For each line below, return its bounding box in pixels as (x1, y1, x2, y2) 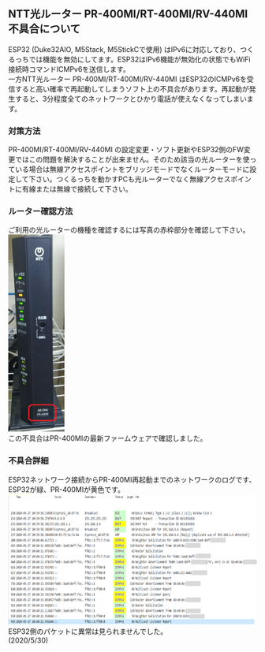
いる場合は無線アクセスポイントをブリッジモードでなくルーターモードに (14, 165, 250, 174)
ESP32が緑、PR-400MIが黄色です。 (8, 484, 125, 494)
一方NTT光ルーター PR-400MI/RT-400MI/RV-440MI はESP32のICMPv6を (8, 74, 247, 84)
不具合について (8, 22, 81, 35)
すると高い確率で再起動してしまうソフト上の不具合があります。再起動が (14, 84, 250, 93)
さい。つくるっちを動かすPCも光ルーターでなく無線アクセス (35, 174, 231, 184)
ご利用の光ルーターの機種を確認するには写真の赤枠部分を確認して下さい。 (8, 225, 250, 235)
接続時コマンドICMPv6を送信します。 (8, 64, 130, 73)
